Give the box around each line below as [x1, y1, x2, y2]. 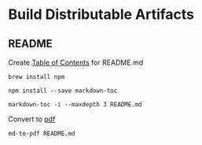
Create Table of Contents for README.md [8, 58, 144, 67]
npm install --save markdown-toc [8, 87, 118, 95]
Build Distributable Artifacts [8, 6, 195, 24]
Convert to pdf [8, 114, 56, 124]
